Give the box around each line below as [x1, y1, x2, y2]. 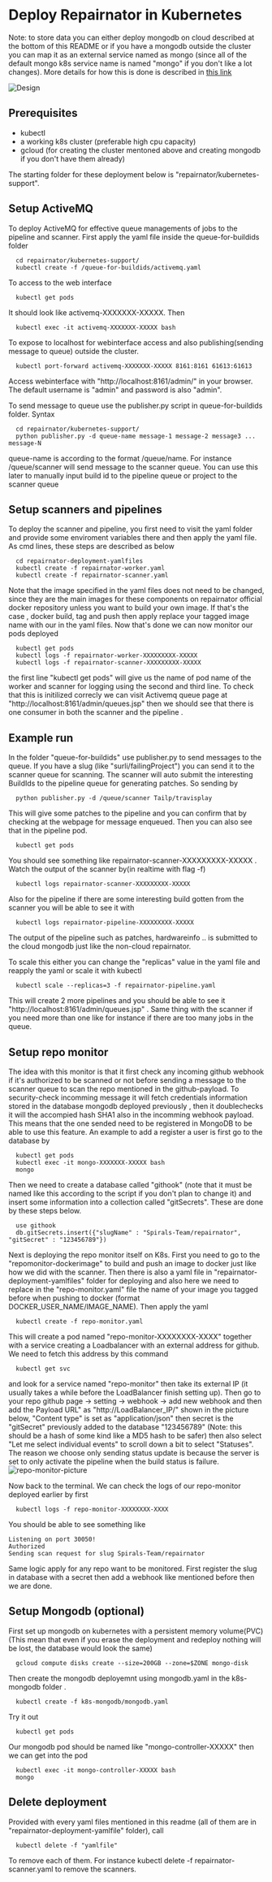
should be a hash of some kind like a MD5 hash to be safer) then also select [8, 1431, 262, 1440]
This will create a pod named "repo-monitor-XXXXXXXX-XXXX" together [8, 1332, 253, 1341]
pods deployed [8, 629, 59, 638]
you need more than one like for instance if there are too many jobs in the [8, 1013, 254, 1023]
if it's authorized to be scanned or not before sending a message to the [8, 1075, 247, 1085]
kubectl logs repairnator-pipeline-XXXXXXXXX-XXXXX [15, 919, 195, 927]
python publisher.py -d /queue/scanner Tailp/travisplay [15, 794, 213, 803]
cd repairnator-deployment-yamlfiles [15, 557, 144, 565]
